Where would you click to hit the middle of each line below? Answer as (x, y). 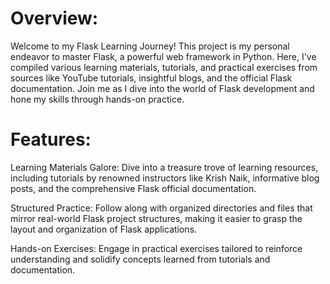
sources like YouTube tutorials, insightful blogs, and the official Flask (151, 78)
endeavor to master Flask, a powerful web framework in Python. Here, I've (163, 56)
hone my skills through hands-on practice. (97, 99)
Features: (51, 139)
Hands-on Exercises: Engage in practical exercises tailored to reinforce (156, 248)
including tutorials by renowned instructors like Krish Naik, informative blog (165, 178)
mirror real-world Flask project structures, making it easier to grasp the (156, 218)
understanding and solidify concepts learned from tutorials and (140, 259)
